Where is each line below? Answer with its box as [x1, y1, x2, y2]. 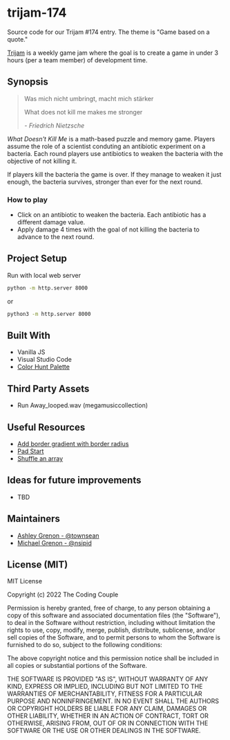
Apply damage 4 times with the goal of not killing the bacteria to [17, 225, 200, 234]
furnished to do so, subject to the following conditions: [7, 641, 162, 649]
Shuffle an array [17, 455, 64, 463]
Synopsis [7, 76, 48, 88]
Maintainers [7, 513, 61, 525]
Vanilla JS [17, 348, 46, 356]
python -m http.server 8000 [7, 284, 88, 292]
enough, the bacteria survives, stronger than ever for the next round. [7, 177, 203, 186]
